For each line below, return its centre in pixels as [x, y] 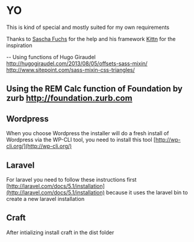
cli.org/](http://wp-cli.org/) [39, 146]
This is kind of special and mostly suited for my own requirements [88, 27]
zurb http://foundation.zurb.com [69, 98]
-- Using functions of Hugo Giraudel [51, 57]
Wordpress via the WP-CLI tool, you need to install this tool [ [81, 140]
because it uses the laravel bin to [147, 192]
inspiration [19, 45]
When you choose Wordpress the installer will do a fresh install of [88, 133]
